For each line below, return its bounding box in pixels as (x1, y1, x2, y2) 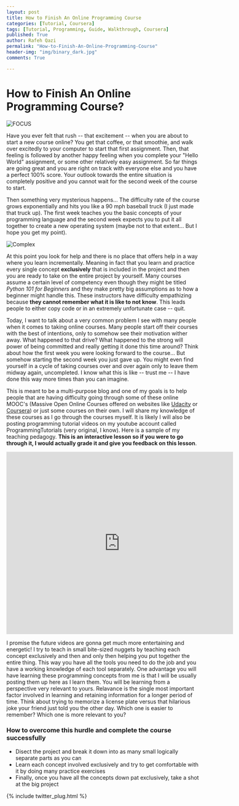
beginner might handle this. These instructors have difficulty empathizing (6, 291, 192, 299)
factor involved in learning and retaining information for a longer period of (6, 691, 193, 698)
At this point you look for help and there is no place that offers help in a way (6, 252, 198, 260)
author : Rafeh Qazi (6, 37, 57, 44)
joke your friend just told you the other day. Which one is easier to (6, 704, 173, 711)
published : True (6, 32, 48, 38)
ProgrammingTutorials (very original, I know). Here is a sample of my (6, 426, 180, 434)
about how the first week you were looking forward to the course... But (6, 349, 186, 356)
